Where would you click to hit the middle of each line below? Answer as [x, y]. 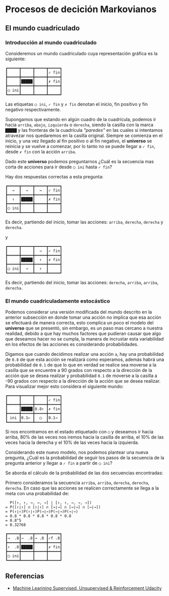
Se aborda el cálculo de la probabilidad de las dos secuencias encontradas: [84, 473]
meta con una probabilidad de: [37, 494]
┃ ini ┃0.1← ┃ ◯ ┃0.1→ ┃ [34, 418]
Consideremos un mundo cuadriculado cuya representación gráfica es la [81, 53]
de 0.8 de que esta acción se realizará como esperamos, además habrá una [85, 360]
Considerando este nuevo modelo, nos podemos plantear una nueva [77, 453]
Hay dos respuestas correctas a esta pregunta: [55, 176]
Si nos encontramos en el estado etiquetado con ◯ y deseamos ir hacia [79, 432]
